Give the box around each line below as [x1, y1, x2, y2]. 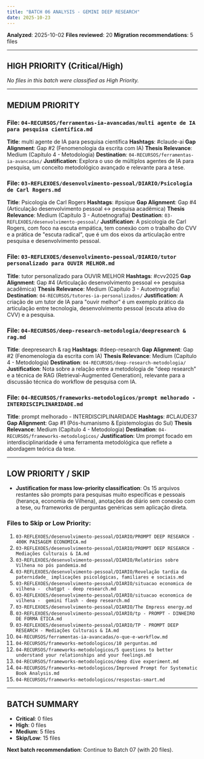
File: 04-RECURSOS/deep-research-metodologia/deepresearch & [7, 326, 186, 334]
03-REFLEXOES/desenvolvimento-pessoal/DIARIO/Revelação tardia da [15, 569, 187, 575]
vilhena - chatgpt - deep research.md [15, 586, 117, 592]
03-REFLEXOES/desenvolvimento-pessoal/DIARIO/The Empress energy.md [15, 604, 192, 611]
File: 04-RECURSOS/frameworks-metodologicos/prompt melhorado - [7, 393, 196, 402]
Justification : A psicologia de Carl [100, 218, 186, 225]
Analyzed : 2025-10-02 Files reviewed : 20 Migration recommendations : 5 [7, 31, 194, 38]
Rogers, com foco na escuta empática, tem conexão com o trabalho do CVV [7, 225, 197, 232]
